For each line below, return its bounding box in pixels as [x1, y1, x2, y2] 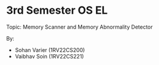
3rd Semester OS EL [6, 4, 108, 17]
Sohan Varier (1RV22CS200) [14, 46, 85, 54]
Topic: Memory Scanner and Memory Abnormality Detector [6, 23, 153, 30]
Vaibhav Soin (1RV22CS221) [14, 52, 84, 60]
